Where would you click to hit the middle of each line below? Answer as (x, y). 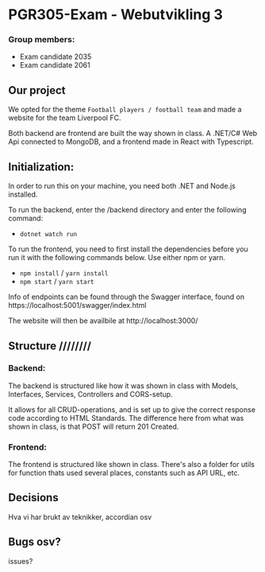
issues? (21, 561)
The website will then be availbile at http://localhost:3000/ (103, 321)
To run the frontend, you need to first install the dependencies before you (128, 249)
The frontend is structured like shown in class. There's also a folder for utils (132, 465)
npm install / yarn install (64, 273)
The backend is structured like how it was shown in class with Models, (123, 385)
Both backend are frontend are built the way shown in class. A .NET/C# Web (133, 134)
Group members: (42, 40)
